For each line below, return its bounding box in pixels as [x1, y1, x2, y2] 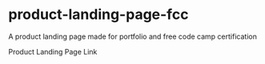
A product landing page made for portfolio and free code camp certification [8, 32, 258, 41]
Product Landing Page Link [8, 47, 98, 56]
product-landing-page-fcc [8, 6, 189, 24]
